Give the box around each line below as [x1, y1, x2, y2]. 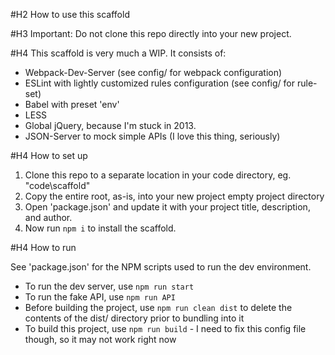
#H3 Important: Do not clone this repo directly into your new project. [10, 28, 292, 39]
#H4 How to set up [10, 150, 88, 161]
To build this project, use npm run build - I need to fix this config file [24, 323, 307, 334]
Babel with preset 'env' [24, 99, 120, 110]
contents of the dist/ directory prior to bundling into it [24, 312, 245, 324]
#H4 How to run [10, 242, 77, 253]
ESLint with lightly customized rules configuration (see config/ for [24, 77, 296, 89]
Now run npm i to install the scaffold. [24, 222, 177, 234]
